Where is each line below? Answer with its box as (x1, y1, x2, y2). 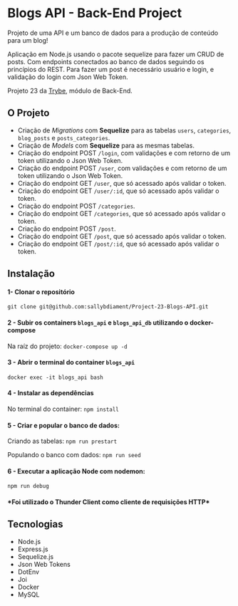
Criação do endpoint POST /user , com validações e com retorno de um (17, 164, 227, 172)
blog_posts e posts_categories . (17, 133, 110, 142)
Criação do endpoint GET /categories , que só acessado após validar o (17, 209, 226, 218)
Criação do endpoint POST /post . (17, 224, 116, 233)
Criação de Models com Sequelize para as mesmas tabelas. (17, 141, 195, 150)
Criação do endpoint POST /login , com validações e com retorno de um (17, 148, 230, 157)
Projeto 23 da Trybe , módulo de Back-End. (7, 86, 133, 95)
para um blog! (7, 36, 48, 44)
